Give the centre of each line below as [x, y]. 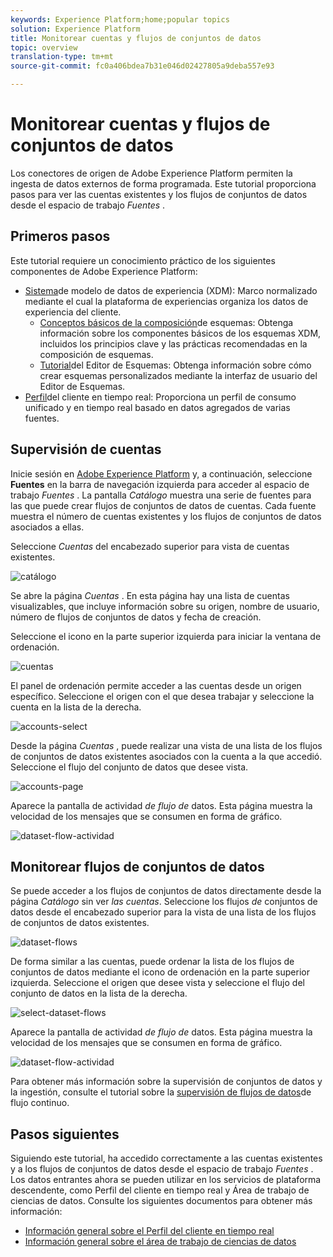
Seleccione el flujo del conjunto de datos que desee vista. [129, 767]
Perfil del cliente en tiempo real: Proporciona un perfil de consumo [160, 397]
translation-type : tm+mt [62, 57]
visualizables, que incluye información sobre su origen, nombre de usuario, [165, 606]
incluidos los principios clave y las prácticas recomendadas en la [173, 343]
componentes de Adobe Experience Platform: [104, 271]
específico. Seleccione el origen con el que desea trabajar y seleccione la [162, 696]
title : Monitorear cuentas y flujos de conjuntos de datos [136, 38]
